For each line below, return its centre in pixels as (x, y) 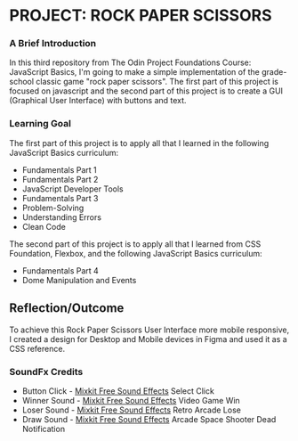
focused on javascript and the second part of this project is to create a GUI (146, 91)
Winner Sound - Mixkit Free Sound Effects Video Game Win (131, 400)
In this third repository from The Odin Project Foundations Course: (130, 62)
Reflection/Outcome (67, 308)
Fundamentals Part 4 (60, 270)
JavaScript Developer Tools (72, 189)
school (21, 82)
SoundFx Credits (46, 372)
